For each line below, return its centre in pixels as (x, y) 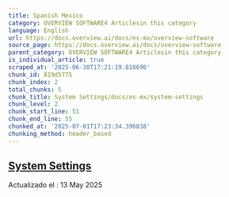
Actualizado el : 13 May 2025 (55, 185)
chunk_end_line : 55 (40, 119)
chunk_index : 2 (33, 82)
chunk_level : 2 (33, 104)
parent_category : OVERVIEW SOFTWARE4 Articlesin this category (115, 52)
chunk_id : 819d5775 (40, 75)
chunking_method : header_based (60, 133)
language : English (38, 30)
